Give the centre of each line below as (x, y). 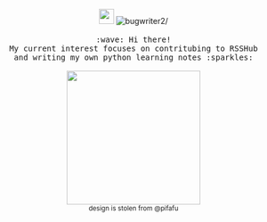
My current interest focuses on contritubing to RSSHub (133, 49)
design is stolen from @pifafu (133, 209)
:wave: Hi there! (133, 40)
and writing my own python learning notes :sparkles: (133, 58)
